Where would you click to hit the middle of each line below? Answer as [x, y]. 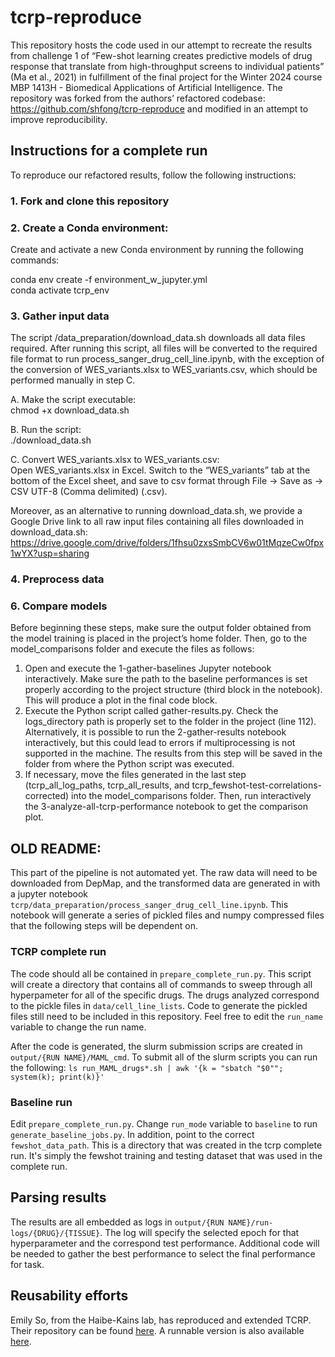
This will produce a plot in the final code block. [121, 700]
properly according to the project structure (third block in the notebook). [173, 690]
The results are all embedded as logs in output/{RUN [117, 1222]
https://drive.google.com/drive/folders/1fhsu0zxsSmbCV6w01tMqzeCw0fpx [167, 543]
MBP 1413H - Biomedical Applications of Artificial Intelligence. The [146, 87]
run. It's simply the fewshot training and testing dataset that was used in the [166, 1155]
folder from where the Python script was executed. [129, 764]
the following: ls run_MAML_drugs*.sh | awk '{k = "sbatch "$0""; [147, 1067]
